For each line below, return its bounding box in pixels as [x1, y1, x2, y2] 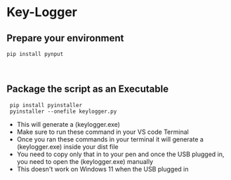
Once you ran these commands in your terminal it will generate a [16, 134, 204, 144]
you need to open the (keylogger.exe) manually [16, 157, 154, 165]
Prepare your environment [6, 32, 124, 44]
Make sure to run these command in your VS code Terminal [16, 127, 189, 136]
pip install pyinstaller [9, 102, 82, 109]
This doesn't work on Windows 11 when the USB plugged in [16, 165, 189, 173]
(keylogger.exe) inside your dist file [16, 142, 119, 151]
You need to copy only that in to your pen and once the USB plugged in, [16, 150, 225, 158]
